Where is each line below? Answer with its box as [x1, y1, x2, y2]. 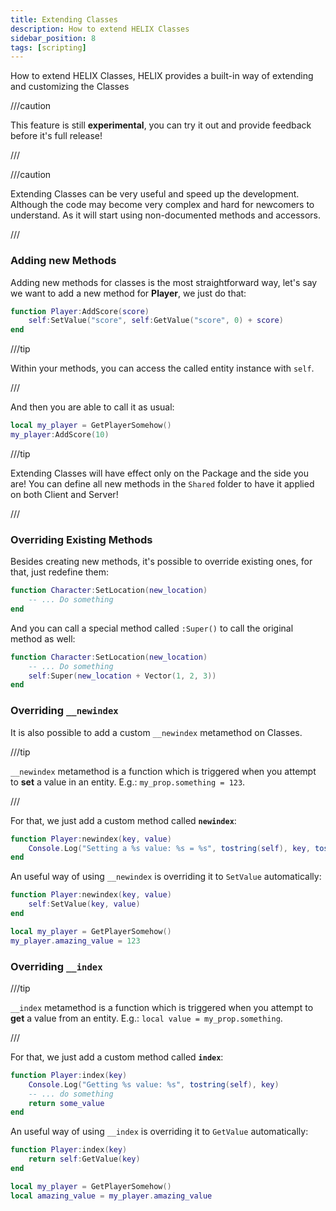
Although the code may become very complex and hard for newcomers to [10, 199, 315, 211]
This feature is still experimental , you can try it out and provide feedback [10, 119, 312, 131]
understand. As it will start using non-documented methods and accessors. [10, 209, 322, 221]
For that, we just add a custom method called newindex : [10, 814, 237, 826]
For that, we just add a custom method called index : [10, 1051, 224, 1063]
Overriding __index [10, 959, 103, 973]
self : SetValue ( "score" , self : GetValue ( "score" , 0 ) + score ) [28, 316, 284, 326]
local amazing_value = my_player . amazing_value [10, 1191, 213, 1201]
